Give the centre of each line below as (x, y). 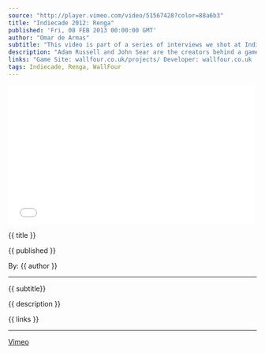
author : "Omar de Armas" (49, 38)
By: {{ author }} (33, 265)
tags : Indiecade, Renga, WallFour (65, 67)
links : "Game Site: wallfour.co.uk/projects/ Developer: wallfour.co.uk (130, 60)
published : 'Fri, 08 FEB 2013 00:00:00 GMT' (82, 30)
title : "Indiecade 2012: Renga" (61, 23)
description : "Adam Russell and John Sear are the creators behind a (125, 52)
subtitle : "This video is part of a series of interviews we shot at (125, 45)
